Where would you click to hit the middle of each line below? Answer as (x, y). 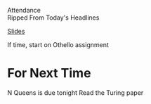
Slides (16, 31)
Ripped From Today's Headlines (53, 18)
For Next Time (49, 73)
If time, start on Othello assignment (58, 45)
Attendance (24, 10)
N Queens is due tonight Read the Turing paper (75, 92)
